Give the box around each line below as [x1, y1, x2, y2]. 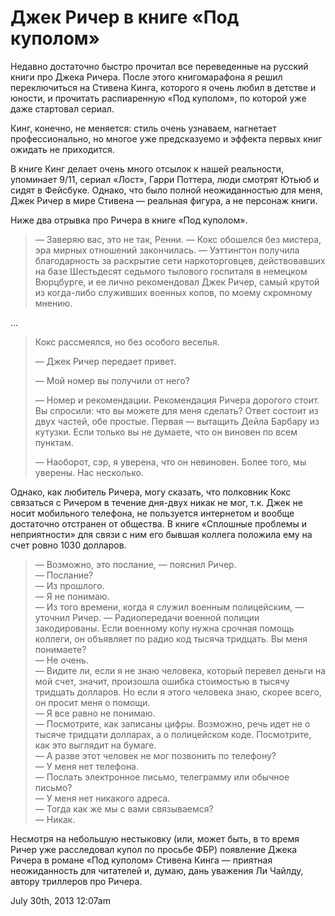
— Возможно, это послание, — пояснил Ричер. [34, 558, 237, 570]
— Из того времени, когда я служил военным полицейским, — [34, 601, 305, 613]
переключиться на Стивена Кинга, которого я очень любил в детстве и [10, 81, 317, 93]
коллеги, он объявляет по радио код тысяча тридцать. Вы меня [34, 632, 308, 645]
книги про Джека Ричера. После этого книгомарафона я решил [10, 71, 283, 83]
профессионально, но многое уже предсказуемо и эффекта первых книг [10, 132, 323, 145]
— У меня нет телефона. [34, 760, 140, 772]
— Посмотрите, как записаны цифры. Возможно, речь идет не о [34, 717, 311, 730]
